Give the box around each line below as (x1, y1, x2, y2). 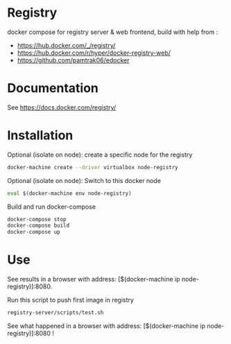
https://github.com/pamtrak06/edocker (17, 55, 130, 64)
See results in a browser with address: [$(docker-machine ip (7, 275, 180, 284)
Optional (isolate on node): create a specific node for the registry (7, 150, 193, 159)
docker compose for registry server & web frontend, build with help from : (7, 28, 219, 36)
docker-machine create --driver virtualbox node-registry (7, 164, 178, 171)
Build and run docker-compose (7, 203, 96, 211)
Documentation (7, 80, 99, 96)
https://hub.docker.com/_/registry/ (17, 41, 116, 49)
